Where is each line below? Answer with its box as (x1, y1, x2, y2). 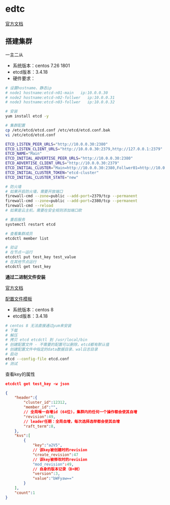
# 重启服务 (5, 217, 25, 222)
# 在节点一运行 (5, 250, 33, 255)
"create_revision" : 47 (32, 452, 79, 457)
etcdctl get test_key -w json (5, 381, 70, 386)
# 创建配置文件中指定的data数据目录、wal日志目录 (5, 347, 98, 352)
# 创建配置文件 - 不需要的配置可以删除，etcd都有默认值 (5, 342, 109, 348)
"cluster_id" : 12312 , (23, 400, 67, 405)
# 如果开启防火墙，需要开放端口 (5, 189, 63, 194)
